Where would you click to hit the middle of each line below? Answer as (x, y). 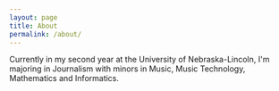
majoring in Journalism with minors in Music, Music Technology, (127, 69)
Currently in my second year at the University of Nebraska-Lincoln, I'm (139, 60)
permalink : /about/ (46, 34)
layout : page (34, 17)
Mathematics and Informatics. (64, 79)
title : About (34, 26)
